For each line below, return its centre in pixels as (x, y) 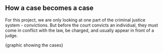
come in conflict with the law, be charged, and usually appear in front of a (80, 30)
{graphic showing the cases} (34, 45)
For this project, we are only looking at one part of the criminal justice (75, 20)
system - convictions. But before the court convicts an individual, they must (81, 25)
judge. (12, 35)
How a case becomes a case (49, 8)
